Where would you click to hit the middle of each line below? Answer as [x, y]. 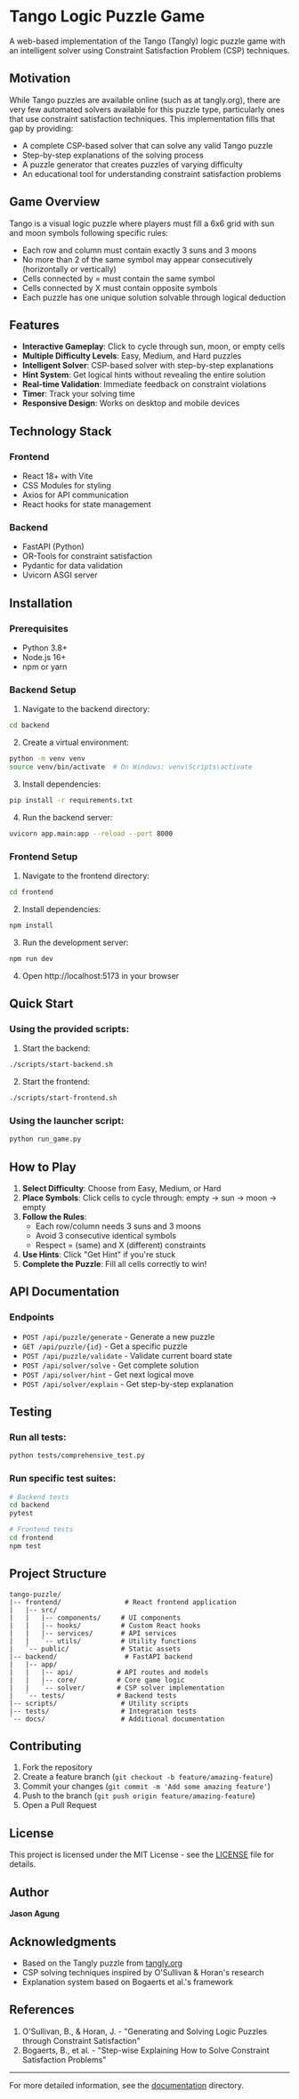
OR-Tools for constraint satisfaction [87, 556]
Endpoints [32, 1317]
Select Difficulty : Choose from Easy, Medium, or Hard [121, 1189]
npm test [25, 1546]
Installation [41, 603]
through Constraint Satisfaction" [81, 2040]
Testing [31, 1412]
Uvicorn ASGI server [60, 575]
